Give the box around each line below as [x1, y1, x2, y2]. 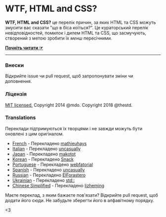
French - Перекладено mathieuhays [12, 140, 87, 146]
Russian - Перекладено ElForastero [12, 172, 86, 178]
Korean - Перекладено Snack [12, 156, 74, 162]
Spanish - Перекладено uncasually [12, 166, 85, 172]
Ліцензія [5, 91, 27, 98]
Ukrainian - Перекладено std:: [12, 177, 75, 183]
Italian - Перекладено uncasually [12, 146, 81, 152]
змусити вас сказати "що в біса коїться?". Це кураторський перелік [5, 24, 149, 30]
